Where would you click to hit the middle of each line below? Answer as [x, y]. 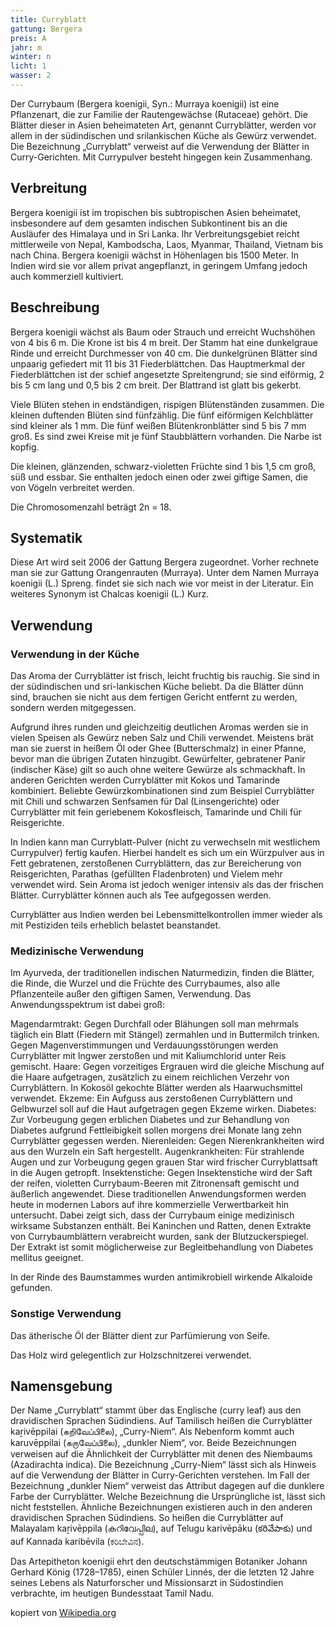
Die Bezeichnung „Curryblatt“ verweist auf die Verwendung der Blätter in [160, 146]
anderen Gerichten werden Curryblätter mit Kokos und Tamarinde [145, 780]
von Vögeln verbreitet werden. [72, 487]
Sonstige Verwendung [66, 1314]
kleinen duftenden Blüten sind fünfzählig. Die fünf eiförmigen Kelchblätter [162, 415]
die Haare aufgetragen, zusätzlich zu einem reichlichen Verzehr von [150, 1077]
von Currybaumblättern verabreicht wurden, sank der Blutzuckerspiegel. [160, 1237]
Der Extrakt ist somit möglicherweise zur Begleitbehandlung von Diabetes [162, 1247]
